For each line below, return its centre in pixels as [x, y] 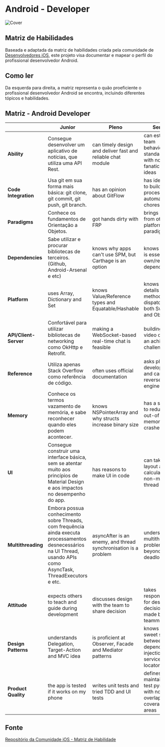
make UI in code [111, 476]
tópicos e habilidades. [27, 98]
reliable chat [106, 157]
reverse [152, 380]
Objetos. [57, 231]
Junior [68, 127]
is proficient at [109, 638]
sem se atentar [65, 464]
